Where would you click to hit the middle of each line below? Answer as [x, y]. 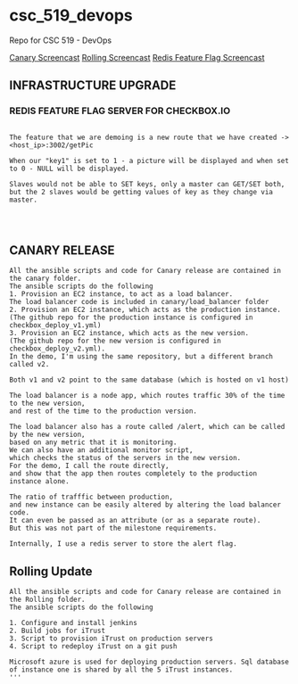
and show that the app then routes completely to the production [133, 474]
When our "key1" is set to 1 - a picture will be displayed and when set [149, 161]
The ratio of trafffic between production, [91, 497]
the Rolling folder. [48, 600]
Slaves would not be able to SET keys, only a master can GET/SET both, [147, 184]
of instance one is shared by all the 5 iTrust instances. [121, 670]
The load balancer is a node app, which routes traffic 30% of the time [147, 396]
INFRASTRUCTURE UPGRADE [93, 86]
